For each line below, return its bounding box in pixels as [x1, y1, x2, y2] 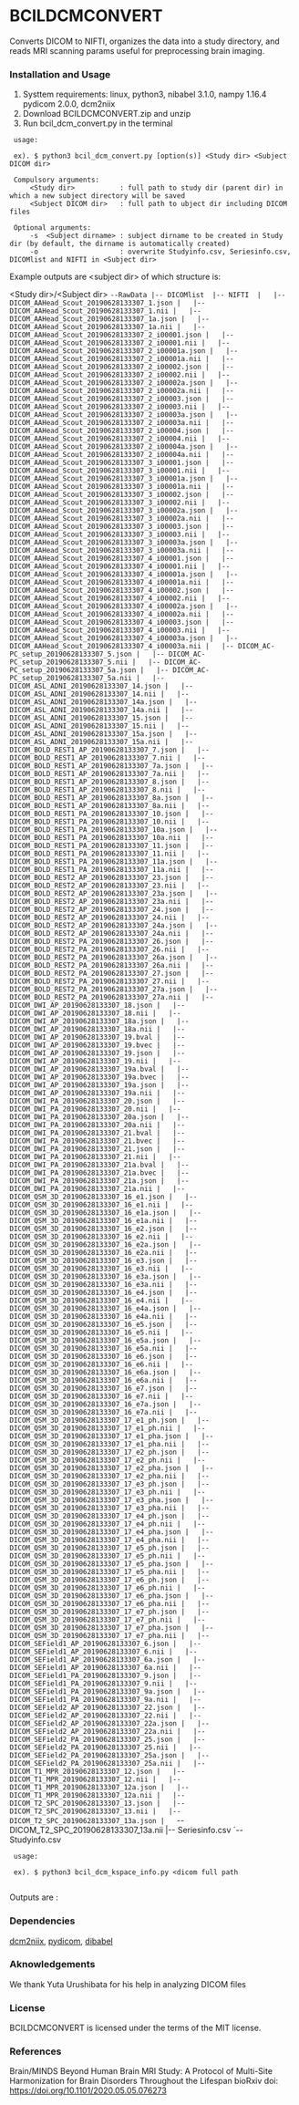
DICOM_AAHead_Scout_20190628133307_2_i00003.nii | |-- [9, 402, 231, 411]
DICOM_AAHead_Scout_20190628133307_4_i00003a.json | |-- [9, 634, 239, 643]
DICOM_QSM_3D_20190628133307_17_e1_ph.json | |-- [9, 1415, 210, 1426]
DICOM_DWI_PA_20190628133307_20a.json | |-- [9, 1113, 190, 1122]
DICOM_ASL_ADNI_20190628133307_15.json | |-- [9, 713, 194, 723]
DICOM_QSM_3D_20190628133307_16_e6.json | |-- [9, 1352, 198, 1362]
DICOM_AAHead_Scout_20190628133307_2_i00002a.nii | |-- [9, 387, 234, 396]
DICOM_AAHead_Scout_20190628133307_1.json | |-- [9, 298, 206, 308]
